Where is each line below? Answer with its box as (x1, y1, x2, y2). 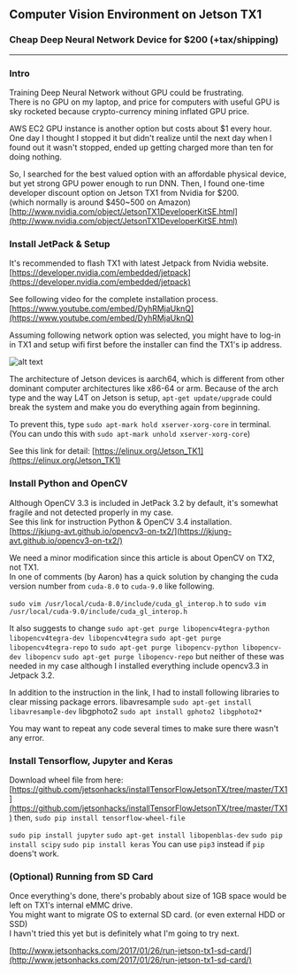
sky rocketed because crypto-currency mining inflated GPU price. (9, 105, 250, 116)
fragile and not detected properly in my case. (9, 507, 174, 518)
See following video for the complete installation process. (9, 294, 218, 305)
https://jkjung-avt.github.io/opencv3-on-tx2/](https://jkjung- (11, 526, 232, 536)
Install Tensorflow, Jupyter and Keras (9, 754, 174, 767)
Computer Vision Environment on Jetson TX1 (9, 7, 263, 22)
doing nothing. (9, 151, 62, 162)
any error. (9, 732, 45, 743)
